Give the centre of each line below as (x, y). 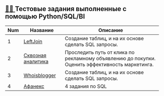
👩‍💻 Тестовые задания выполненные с (66, 9)
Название (42, 30)
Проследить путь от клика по (100, 52)
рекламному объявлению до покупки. (110, 58)
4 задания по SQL (86, 86)
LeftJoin (33, 41)
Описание (111, 30)
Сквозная (35, 55)
